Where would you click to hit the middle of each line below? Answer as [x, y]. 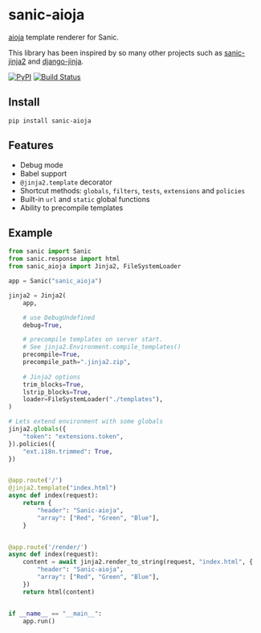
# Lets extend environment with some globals [86, 422]
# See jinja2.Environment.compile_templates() [102, 347]
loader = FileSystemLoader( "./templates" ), [93, 399]
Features [31, 145]
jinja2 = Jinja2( [37, 296]
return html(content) [59, 592]
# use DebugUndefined [59, 317]
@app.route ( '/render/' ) [48, 547]
